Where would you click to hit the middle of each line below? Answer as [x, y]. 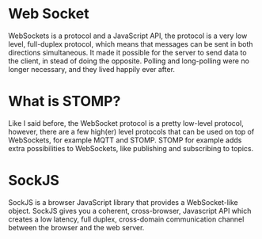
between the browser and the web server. [76, 227]
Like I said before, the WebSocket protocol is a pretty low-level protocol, [126, 123]
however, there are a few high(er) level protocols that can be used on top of [131, 131]
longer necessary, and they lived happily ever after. [92, 69]
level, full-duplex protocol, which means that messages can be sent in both [131, 44]
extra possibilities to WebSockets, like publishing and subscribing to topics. [131, 148]
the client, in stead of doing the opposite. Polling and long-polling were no [129, 61]
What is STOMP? [65, 102]
